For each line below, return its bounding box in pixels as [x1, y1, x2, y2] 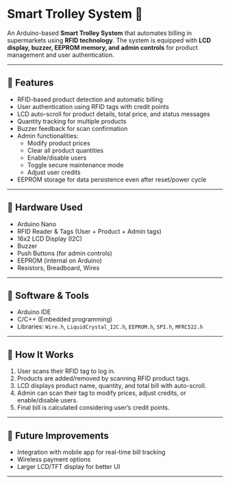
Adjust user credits [27, 168, 81, 176]
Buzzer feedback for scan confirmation [16, 124, 128, 132]
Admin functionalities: [16, 132, 79, 140]
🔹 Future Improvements [7, 430, 110, 441]
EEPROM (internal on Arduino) [16, 256, 103, 265]
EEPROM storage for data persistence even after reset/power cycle [16, 175, 207, 184]
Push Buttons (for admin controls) [16, 249, 113, 257]
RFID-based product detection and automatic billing [16, 95, 163, 104]
